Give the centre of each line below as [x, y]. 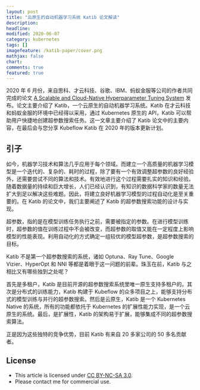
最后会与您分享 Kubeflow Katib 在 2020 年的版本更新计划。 [94, 128]
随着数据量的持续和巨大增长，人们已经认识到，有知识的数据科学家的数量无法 [100, 186]
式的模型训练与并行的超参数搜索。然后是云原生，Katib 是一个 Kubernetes [96, 299]
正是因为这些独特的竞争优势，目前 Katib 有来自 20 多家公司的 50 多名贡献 [96, 334]
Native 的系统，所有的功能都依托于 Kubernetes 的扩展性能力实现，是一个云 [98, 307]
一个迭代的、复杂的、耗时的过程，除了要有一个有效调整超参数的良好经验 [105, 171]
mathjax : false [25, 56]
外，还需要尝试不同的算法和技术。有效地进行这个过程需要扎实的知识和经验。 [100, 179]
